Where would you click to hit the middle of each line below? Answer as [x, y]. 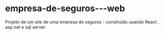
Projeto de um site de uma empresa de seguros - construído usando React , [82, 22]
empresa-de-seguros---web [65, 8]
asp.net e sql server [25, 27]
